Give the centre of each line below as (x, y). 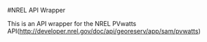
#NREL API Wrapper (36, 10)
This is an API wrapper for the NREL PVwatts (72, 23)
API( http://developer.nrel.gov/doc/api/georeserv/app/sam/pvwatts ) (104, 31)
